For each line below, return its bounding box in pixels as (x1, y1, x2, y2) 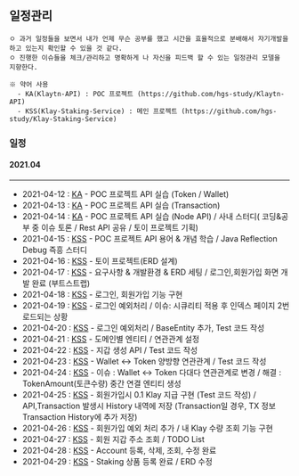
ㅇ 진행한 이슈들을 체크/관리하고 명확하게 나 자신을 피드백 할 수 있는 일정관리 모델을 (9, 53, 280, 62)
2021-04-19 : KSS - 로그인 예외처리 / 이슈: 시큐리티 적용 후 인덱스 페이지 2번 (21, 300, 290, 310)
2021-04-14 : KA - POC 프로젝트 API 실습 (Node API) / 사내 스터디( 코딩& (21, 210, 282, 221)
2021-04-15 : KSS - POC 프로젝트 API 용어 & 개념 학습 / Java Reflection (21, 233, 278, 243)
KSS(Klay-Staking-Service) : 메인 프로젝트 (25, 106, 178, 116)
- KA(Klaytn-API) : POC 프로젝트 (17, 89, 133, 98)
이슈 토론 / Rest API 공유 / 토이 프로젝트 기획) (41, 222, 198, 233)
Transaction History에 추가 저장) (21, 411, 138, 422)
